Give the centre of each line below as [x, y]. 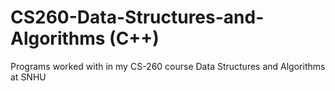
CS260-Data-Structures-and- [137, 17]
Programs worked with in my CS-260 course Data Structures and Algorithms [168, 66]
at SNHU [28, 77]
